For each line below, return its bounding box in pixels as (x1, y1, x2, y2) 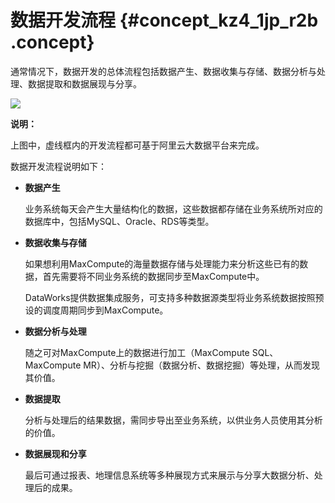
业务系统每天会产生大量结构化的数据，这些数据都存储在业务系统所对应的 (24, 202, 323, 215)
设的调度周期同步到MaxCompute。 (24, 304, 169, 316)
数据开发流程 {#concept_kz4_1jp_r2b (10, 9, 319, 32)
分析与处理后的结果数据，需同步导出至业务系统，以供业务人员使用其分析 (24, 414, 323, 426)
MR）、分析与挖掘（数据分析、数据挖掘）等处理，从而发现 (83, 359, 320, 371)
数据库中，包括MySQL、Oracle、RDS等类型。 (24, 215, 215, 227)
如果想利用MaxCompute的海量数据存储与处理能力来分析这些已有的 (24, 257, 300, 270)
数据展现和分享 (24, 447, 87, 460)
